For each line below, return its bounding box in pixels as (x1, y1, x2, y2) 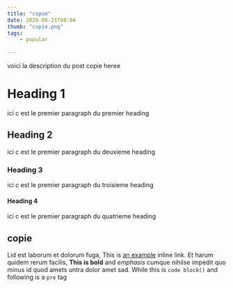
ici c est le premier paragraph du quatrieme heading (7, 212, 156, 221)
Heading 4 (7, 196, 38, 205)
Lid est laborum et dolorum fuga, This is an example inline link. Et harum (7, 251, 214, 259)
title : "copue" (7, 10, 51, 17)
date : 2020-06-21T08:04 (7, 17, 77, 24)
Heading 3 (7, 165, 43, 175)
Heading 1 (7, 86, 66, 102)
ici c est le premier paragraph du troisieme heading (7, 181, 154, 189)
